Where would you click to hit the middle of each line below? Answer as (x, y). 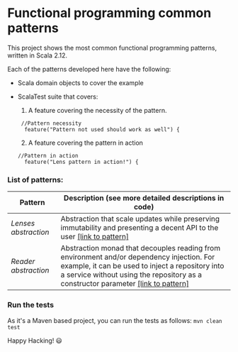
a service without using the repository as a (131, 275)
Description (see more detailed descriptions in (144, 198)
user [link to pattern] (95, 237)
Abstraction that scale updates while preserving (140, 219)
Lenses (23, 224)
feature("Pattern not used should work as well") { (102, 129)
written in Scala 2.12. (38, 55)
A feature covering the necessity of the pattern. (97, 110)
